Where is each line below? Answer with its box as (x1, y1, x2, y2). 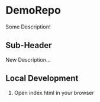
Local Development (5, 74, 79, 84)
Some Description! (5, 23, 51, 30)
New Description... (5, 56, 51, 63)
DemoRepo (5, 4, 62, 17)
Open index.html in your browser (14, 89, 94, 96)
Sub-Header (5, 40, 52, 50)
